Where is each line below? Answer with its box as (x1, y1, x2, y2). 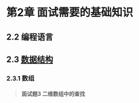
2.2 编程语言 (6, 32, 54, 42)
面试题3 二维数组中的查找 (21, 90, 85, 98)
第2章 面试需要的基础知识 (6, 5, 134, 20)
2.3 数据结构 (6, 54, 54, 65)
